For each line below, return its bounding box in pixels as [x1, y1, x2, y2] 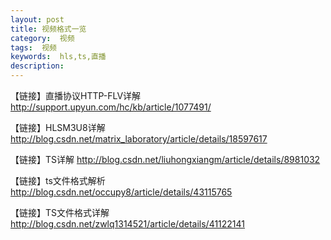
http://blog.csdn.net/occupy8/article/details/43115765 [10, 186, 233, 198]
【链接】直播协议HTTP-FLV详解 [10, 90, 142, 101]
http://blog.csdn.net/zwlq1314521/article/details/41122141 [10, 218, 246, 230]
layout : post [10, 14, 65, 25]
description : [10, 61, 65, 71]
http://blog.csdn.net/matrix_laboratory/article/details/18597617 [10, 133, 268, 145]
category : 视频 [10, 33, 75, 43]
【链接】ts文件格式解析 [10, 175, 106, 186]
